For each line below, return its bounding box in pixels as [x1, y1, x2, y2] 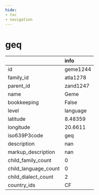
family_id [8, 74, 29, 81]
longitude [8, 124, 30, 131]
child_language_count [8, 165, 60, 172]
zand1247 [64, 82, 90, 90]
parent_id [8, 82, 30, 90]
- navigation [5, 17, 33, 22]
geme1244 [64, 66, 91, 73]
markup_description [8, 149, 56, 156]
